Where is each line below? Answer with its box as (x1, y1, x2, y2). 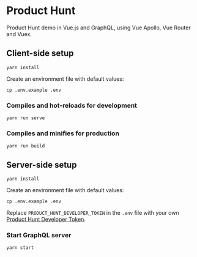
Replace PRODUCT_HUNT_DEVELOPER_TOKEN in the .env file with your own (6, 209, 179, 217)
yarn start (6, 245, 34, 251)
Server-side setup (6, 160, 77, 170)
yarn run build (6, 143, 45, 149)
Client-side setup (6, 48, 75, 59)
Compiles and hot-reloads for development (6, 101, 138, 110)
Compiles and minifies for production (6, 129, 119, 138)
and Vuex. (6, 30, 32, 37)
